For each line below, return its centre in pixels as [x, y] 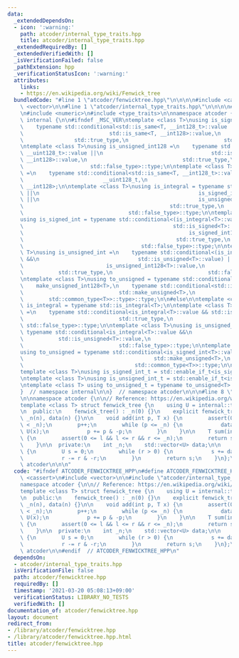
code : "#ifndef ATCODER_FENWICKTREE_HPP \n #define [89, 471]
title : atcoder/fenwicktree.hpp [55, 644]
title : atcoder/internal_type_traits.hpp [82, 41]
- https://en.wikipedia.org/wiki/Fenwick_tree [90, 93]
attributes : [32, 80]
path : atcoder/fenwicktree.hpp [60, 577]
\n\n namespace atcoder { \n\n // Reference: [84, 399]
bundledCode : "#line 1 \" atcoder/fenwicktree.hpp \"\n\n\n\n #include [117, 101]
